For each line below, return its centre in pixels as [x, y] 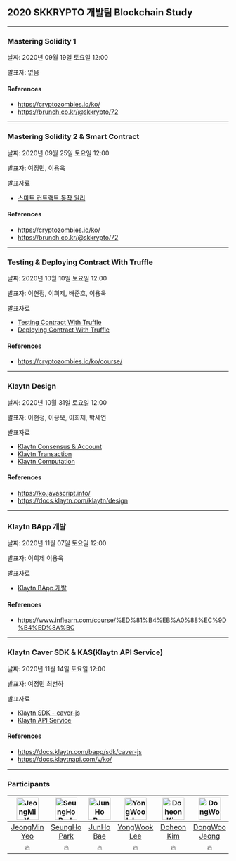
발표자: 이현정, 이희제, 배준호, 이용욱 [57, 293]
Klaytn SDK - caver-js [49, 713]
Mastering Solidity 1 [42, 41]
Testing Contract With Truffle [59, 323]
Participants [29, 784]
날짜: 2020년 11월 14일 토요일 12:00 [57, 668]
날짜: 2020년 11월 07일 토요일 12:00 [57, 543]
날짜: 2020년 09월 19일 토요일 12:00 [58, 58]
